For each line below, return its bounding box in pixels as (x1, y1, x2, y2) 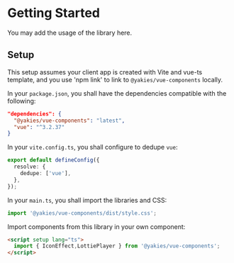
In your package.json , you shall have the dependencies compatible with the (7, 89, 227, 97)
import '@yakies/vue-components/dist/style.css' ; (7, 209, 157, 217)
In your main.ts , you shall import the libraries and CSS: (7, 196, 167, 204)
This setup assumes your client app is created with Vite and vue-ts (7, 67, 203, 76)
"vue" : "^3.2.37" (13, 123, 65, 130)
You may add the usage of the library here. (7, 28, 133, 37)
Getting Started (7, 5, 101, 21)
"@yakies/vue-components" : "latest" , (13, 117, 126, 124)
